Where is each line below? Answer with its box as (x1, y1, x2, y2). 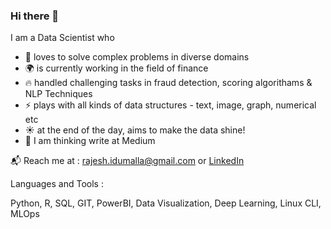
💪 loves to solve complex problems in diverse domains (24, 51, 250, 63)
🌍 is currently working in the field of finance (24, 62, 209, 74)
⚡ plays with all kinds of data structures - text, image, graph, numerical (24, 99, 317, 111)
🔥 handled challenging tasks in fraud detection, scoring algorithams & (24, 77, 313, 89)
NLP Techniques (24, 88, 93, 100)
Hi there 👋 (10, 9, 60, 23)
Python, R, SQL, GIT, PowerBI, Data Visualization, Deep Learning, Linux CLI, (10, 197, 322, 209)
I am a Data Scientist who (10, 32, 115, 44)
